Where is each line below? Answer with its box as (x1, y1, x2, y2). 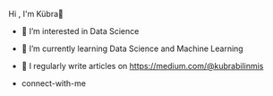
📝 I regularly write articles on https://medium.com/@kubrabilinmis (21, 61, 264, 71)
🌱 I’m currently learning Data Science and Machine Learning (21, 43, 243, 54)
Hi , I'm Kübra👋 (8, 9, 64, 19)
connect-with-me (21, 78, 87, 89)
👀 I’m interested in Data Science (21, 26, 140, 36)
